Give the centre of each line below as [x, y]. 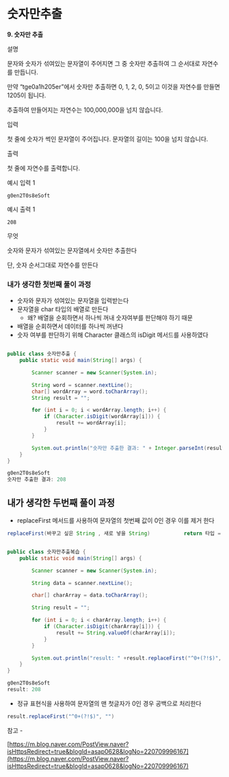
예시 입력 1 [21, 182]
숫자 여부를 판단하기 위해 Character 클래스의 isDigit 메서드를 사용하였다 [112, 335]
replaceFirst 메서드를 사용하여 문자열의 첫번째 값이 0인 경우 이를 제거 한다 [116, 521]
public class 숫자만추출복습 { [46, 552]
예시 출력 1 [21, 209]
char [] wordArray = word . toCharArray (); [90, 392]
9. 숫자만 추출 [25, 34]
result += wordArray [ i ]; [91, 423]
